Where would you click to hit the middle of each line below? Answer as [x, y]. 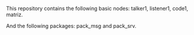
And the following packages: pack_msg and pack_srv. [71, 26]
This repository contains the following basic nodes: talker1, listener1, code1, [97, 8]
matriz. [15, 15]
